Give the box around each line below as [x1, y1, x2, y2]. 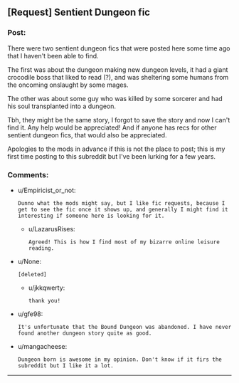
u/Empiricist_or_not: [17, 186, 76, 194]
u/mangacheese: [17, 342, 68, 350]
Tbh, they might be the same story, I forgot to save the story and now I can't [7, 115, 230, 124]
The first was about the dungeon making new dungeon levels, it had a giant [7, 65, 228, 74]
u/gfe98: [17, 310, 43, 318]
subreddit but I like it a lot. [17, 362, 114, 369]
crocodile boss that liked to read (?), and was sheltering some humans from [7, 73, 229, 81]
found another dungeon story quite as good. [17, 330, 152, 337]
